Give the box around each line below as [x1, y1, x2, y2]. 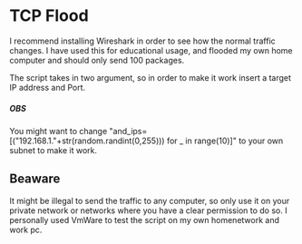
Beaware [9, 171, 61, 187]
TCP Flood [9, 5, 89, 26]
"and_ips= [109, 125, 148, 136]
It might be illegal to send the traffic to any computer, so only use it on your [9, 195, 290, 206]
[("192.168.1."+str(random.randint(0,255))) [9, 135, 165, 146]
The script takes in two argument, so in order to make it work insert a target [9, 72, 292, 83]
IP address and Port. [9, 82, 86, 93]
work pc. [9, 224, 43, 235]
